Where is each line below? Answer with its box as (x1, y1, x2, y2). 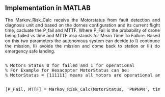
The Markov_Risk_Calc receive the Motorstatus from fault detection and (5, 17, 160, 23)
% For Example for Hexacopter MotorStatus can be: (5, 67, 130, 73)
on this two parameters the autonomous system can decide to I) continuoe (5, 38, 160, 44)
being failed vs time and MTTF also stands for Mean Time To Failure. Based (5, 32, 160, 38)
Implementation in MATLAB (5, 4, 91, 12)
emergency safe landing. (5, 48, 55, 54)
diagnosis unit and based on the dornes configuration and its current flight (5, 22, 160, 28)
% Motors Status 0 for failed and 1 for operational (5, 62, 135, 68)
